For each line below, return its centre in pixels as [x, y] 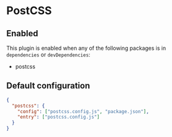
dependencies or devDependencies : [48, 55]
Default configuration [48, 86]
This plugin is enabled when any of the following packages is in [86, 48]
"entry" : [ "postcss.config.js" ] [58, 117]
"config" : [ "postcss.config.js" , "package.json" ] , [83, 111]
